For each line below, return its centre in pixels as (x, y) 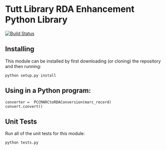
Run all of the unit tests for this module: (45, 134)
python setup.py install (31, 75)
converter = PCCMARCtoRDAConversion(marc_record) (58, 102)
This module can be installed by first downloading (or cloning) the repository (83, 61)
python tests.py (22, 143)
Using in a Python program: (48, 91)
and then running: (23, 66)
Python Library (36, 20)
